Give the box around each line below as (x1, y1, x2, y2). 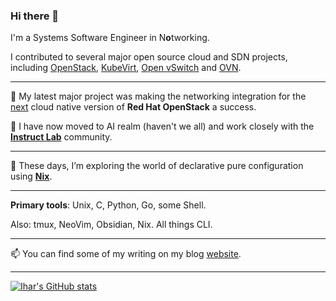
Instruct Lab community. (10, 131, 113, 143)
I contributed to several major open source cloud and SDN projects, (10, 51, 288, 63)
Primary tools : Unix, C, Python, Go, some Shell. (10, 199, 207, 211)
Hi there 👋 (10, 9, 60, 23)
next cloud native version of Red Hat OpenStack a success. (10, 101, 257, 113)
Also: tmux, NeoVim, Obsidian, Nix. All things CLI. (10, 219, 213, 231)
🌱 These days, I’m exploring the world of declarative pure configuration (10, 160, 304, 172)
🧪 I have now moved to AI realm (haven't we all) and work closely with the (10, 120, 315, 133)
